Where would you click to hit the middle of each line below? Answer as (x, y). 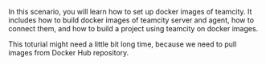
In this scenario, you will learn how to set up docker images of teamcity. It (130, 12)
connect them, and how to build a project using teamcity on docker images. (133, 28)
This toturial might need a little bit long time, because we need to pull (123, 44)
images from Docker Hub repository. (69, 53)
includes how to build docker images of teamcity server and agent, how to (131, 20)
